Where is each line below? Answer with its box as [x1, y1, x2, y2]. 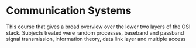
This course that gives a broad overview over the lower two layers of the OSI [6, 23, 191, 30]
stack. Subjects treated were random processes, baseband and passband [6, 29, 184, 36]
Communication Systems [6, 4, 132, 17]
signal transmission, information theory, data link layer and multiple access [6, 35, 186, 42]
